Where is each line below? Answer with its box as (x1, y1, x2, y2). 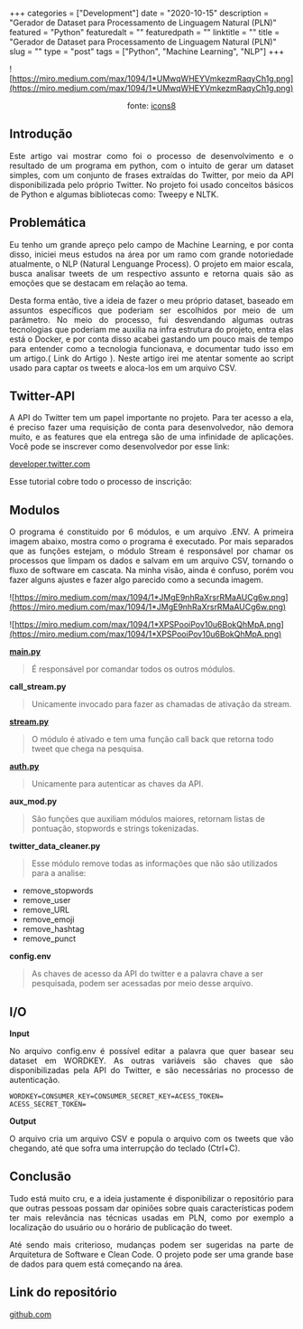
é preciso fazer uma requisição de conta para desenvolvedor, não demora (9, 422, 294, 433)
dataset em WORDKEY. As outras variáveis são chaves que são (9, 1055, 294, 1066)
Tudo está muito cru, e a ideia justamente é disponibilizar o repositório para (9, 1192, 294, 1203)
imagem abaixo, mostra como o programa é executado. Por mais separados (9, 536, 294, 547)
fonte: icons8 (126, 100, 177, 111)
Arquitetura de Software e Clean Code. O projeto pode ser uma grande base (9, 1249, 294, 1259)
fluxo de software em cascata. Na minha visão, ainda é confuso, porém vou (9, 565, 294, 576)
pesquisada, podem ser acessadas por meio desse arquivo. (31, 978, 254, 989)
